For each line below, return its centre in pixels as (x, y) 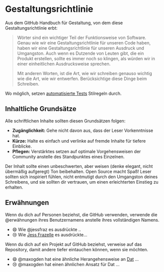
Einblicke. (22, 146)
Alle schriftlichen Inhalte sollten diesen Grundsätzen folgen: (65, 121)
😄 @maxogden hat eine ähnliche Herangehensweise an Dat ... (75, 259)
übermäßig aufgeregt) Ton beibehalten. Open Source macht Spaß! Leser (78, 171)
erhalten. (14, 187)
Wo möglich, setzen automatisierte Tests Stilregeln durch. (63, 93)
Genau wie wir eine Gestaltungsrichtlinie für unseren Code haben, (84, 42)
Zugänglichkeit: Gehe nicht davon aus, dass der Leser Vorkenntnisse (82, 130)
